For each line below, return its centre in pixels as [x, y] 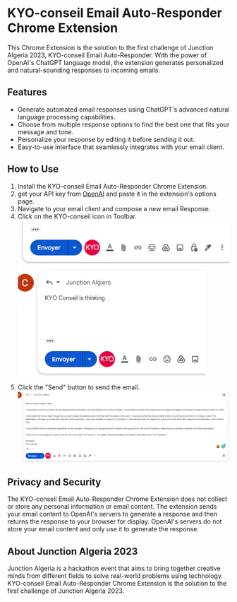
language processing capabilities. [66, 117]
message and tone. [45, 131]
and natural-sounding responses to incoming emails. [84, 70]
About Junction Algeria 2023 [73, 551]
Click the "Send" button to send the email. [78, 387]
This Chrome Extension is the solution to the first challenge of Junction [110, 47]
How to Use [33, 169]
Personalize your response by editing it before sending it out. [106, 139]
